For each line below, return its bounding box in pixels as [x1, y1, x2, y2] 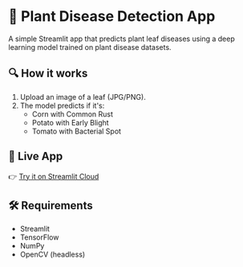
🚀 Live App [8, 150, 63, 163]
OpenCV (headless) [19, 249, 86, 260]
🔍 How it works [8, 67, 88, 80]
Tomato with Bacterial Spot [31, 126, 122, 136]
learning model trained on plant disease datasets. [8, 42, 172, 51]
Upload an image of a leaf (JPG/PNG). [19, 92, 146, 101]
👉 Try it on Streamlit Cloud [8, 171, 99, 181]
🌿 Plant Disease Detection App [8, 7, 216, 26]
